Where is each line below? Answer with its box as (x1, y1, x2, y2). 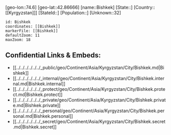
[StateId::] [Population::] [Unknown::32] (38, 10, 121, 16)
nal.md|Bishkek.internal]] (12, 81, 65, 87)
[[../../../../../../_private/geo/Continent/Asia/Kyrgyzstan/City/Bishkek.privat (12, 96, 166, 103)
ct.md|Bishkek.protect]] (12, 91, 63, 97)
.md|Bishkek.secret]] (12, 124, 57, 130)
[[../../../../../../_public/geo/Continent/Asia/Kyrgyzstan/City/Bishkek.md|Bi (12, 64, 164, 71)
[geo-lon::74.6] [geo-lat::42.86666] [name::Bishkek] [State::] (5, 5, 133, 10)
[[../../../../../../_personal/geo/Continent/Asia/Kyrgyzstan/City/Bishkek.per (12, 108, 165, 114)
